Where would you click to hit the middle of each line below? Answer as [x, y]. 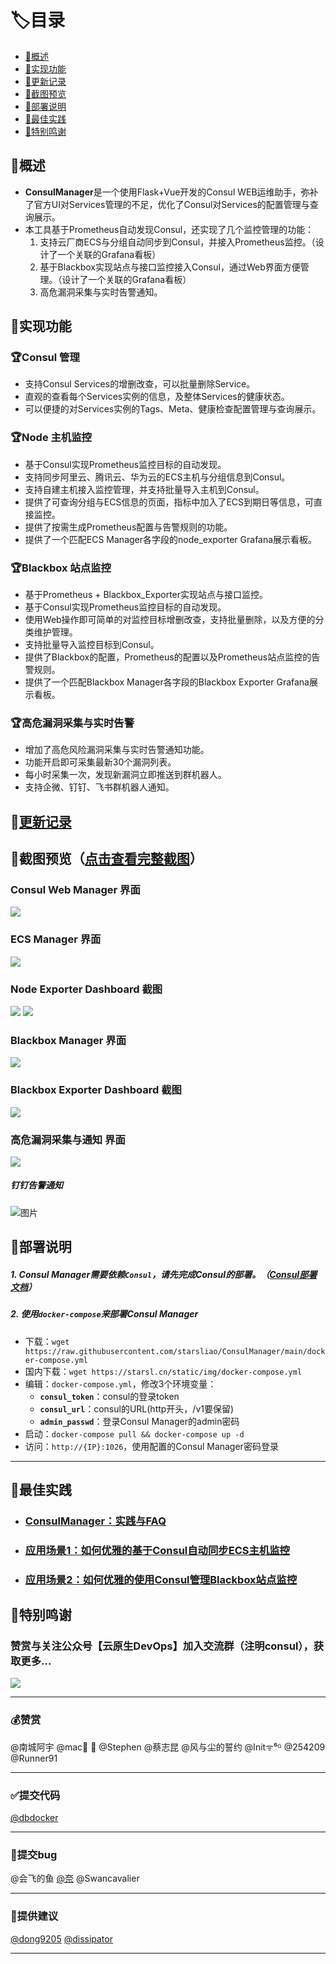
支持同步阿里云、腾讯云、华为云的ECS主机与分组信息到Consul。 [157, 477]
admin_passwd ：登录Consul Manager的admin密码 [139, 1421]
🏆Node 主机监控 [51, 438]
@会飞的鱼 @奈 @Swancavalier [75, 1878]
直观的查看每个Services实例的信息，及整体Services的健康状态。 [157, 397]
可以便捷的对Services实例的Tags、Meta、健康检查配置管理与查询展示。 [173, 409]
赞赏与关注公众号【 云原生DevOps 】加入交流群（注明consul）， [162, 1646]
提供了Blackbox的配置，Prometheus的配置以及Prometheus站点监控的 [168, 657]
